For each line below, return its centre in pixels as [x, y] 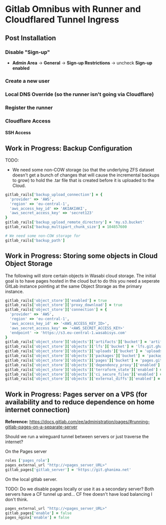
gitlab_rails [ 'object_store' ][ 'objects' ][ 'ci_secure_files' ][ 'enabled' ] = [84, 374]
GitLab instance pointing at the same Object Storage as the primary [74, 286]
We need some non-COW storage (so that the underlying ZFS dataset [83, 170]
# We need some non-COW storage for [43, 236]
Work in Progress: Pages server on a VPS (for [76, 394]
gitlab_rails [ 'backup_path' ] [35, 240]
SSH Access [18, 133]
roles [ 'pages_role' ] [27, 461]
